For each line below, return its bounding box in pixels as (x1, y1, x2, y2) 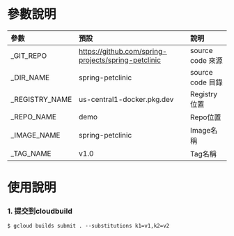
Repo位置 (190, 112, 221, 122)
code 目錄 (190, 78, 223, 87)
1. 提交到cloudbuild (7, 207, 73, 216)
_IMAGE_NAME (10, 130, 61, 140)
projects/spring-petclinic (79, 55, 162, 65)
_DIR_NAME (10, 73, 50, 82)
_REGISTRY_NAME (10, 94, 72, 104)
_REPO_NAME (10, 112, 57, 121)
